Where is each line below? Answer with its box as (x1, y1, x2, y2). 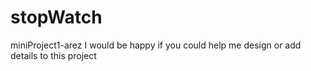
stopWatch (10, 6, 103, 29)
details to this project (10, 49, 97, 61)
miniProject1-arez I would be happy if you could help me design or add (10, 39, 302, 51)
